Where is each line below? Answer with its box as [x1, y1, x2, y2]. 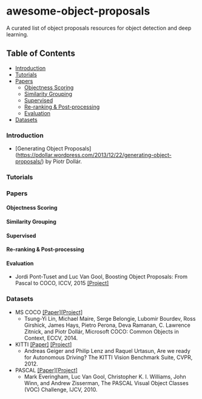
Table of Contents [6, 49, 76, 59]
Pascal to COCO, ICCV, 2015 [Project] [15, 280, 109, 287]
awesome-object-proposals [6, 4, 150, 18]
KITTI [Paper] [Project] [15, 341, 72, 348]
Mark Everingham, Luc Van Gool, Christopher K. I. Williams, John [24, 373, 186, 380]
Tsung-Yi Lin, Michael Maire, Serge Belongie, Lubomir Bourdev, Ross [24, 315, 196, 322]
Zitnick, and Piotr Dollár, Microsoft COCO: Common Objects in [24, 327, 179, 335]
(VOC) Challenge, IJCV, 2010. [24, 386, 98, 393]
